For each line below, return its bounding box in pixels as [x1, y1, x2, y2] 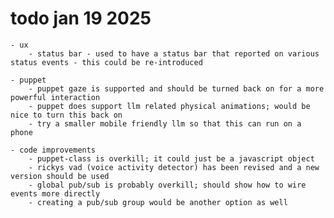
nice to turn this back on [10, 110, 123, 120]
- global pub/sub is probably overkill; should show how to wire [28, 180, 307, 190]
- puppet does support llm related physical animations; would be [28, 101, 311, 111]
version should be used [10, 171, 110, 181]
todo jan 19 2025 [10, 7, 152, 30]
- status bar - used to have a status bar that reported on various [28, 48, 320, 59]
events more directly [10, 188, 101, 199]
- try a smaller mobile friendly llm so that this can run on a [28, 118, 302, 129]
